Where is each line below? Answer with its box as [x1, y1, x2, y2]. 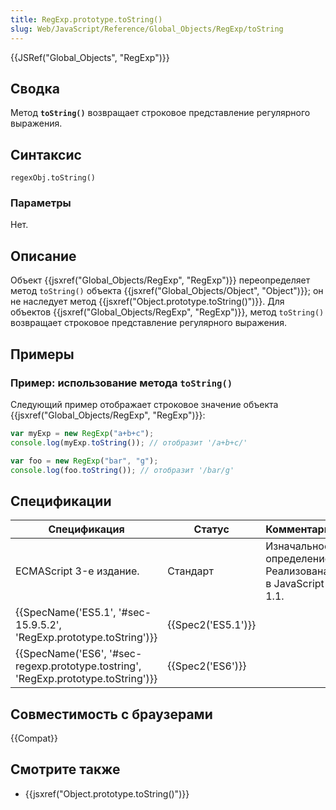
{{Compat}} [10, 732, 58, 745]
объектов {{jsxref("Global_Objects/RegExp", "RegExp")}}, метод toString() [10, 306, 325, 318]
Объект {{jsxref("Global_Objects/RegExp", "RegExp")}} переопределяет [10, 274, 311, 286]
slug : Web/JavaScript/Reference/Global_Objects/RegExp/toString [10, 24, 284, 34]
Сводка [10, 80, 60, 97]
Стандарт [167, 564, 214, 578]
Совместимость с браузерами [10, 706, 213, 723]
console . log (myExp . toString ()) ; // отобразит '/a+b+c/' [10, 437, 248, 448]
